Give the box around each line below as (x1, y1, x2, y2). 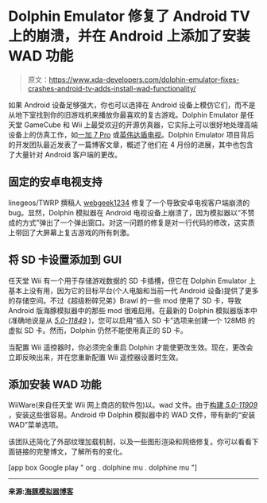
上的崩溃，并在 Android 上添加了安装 (8, 27, 250, 45)
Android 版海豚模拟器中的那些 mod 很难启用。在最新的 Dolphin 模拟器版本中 (8, 305, 258, 315)
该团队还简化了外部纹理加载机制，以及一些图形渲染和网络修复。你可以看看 (8, 437, 252, 447)
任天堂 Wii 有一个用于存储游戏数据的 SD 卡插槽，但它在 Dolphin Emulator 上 (8, 276, 256, 285)
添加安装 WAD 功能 (8, 377, 102, 391)
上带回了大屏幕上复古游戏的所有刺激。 (8, 227, 133, 237)
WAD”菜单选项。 (8, 420, 63, 430)
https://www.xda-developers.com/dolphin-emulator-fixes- (48, 75, 240, 84)
